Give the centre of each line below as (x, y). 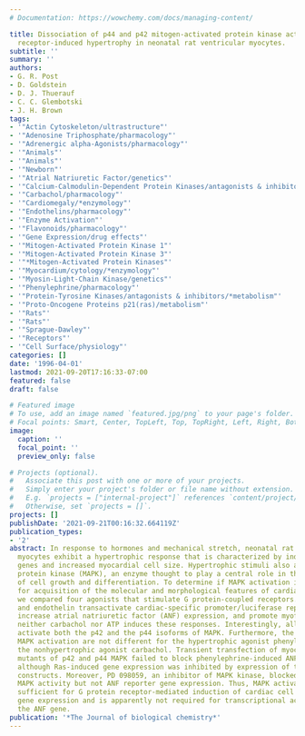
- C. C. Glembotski (46, 102)
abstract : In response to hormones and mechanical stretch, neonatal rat (152, 549)
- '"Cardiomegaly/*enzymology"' (70, 204)
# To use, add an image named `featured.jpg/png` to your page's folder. (152, 414)
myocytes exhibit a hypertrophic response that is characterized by (150, 557)
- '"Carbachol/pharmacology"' (67, 195)
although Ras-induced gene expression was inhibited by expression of (154, 667)
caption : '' (40, 439)
